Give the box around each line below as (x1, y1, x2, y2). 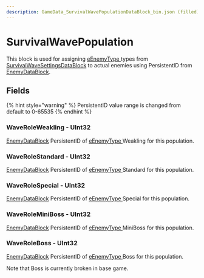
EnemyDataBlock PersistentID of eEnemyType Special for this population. (6, 195, 190, 202)
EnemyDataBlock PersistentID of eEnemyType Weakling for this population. (6, 137, 194, 144)
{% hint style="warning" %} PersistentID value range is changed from (6, 101, 181, 109)
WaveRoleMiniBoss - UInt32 (6, 210, 91, 219)
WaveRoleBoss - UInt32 (6, 239, 78, 248)
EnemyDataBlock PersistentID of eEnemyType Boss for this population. (6, 253, 184, 260)
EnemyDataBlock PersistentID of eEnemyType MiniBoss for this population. (6, 224, 194, 231)
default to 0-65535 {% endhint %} (6, 108, 92, 115)
